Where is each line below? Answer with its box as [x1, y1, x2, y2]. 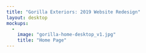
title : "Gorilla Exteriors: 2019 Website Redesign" [6, 9, 141, 15]
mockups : [6, 20, 29, 26]
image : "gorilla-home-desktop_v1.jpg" [17, 32, 116, 38]
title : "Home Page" [17, 37, 67, 43]
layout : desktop [6, 15, 48, 21]
